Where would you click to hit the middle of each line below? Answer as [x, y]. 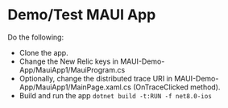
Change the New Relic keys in [68, 61]
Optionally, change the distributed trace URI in [95, 78]
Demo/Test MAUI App [82, 15]
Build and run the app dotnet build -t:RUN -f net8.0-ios [116, 95]
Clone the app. [44, 52]
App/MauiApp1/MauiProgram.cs [72, 69]
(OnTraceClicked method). [177, 87]
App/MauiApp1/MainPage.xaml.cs [75, 87]
